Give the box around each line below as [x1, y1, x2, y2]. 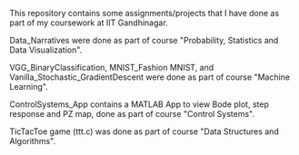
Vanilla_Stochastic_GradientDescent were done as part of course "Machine [9, 72, 291, 82]
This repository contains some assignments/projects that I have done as [9, 8, 280, 18]
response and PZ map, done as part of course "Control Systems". [9, 109, 255, 119]
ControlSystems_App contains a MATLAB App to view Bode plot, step [9, 99, 270, 110]
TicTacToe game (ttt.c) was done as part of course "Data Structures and [9, 126, 279, 137]
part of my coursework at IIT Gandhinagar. [9, 17, 168, 28]
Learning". [9, 82, 48, 92]
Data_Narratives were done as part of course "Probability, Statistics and [9, 35, 279, 45]
